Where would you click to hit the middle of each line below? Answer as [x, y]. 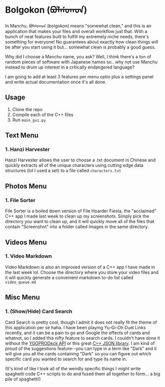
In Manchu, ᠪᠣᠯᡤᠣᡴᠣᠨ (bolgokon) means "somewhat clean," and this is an [78, 26]
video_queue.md [21, 282]
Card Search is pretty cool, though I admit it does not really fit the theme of [81, 322]
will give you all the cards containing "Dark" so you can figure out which [78, 353]
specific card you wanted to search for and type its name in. [66, 359]
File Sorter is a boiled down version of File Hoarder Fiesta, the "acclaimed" [81, 211]
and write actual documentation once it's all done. [56, 82]
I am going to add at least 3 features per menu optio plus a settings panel [79, 77]
